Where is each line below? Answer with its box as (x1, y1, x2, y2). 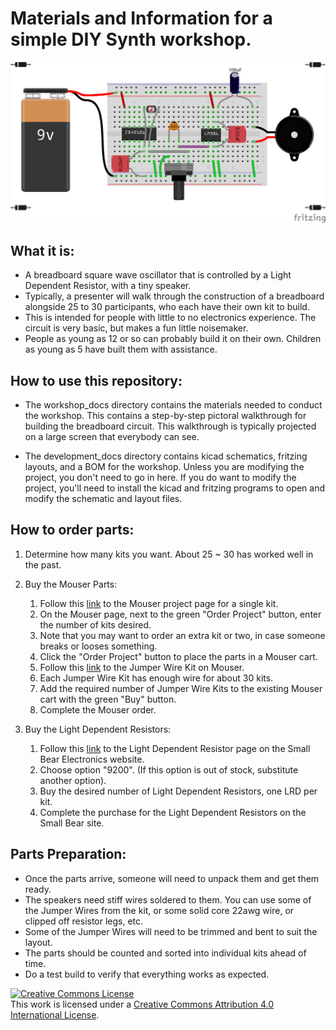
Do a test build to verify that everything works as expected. (24, 968, 270, 980)
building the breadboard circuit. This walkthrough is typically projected (24, 420, 317, 432)
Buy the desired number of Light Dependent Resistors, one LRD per (39, 785, 318, 797)
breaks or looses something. (39, 640, 158, 652)
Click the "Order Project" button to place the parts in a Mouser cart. (39, 650, 318, 662)
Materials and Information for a (10, 7, 273, 30)
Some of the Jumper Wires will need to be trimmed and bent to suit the (24, 925, 318, 937)
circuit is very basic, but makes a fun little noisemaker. (24, 322, 249, 334)
